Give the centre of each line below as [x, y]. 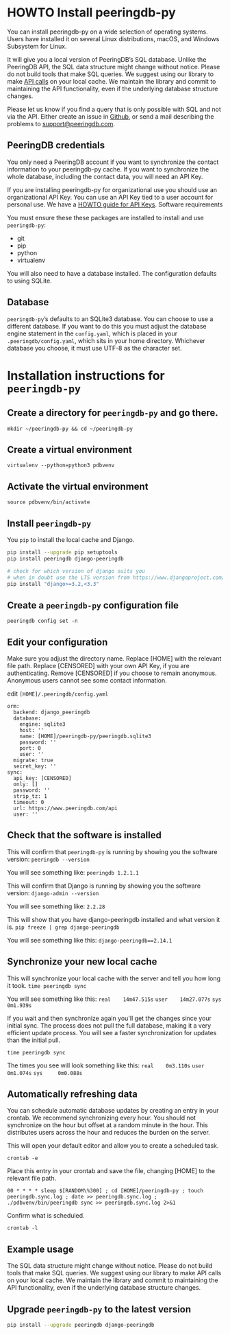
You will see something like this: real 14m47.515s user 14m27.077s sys [114, 999]
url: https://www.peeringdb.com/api [65, 808]
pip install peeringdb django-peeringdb [66, 558]
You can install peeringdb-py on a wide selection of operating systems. [107, 32]
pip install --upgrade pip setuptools [62, 552]
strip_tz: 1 [30, 796]
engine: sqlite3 [43, 724]
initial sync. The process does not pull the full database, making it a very [109, 1025]
